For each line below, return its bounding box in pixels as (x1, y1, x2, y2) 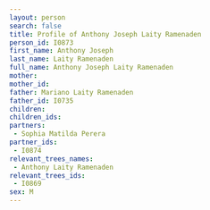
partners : (9, 122, 46, 130)
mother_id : (9, 80, 50, 88)
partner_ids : (9, 138, 58, 147)
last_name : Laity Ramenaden (9, 55, 114, 63)
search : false (9, 21, 63, 30)
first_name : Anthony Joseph (9, 46, 114, 55)
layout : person (9, 13, 66, 22)
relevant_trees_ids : (9, 171, 87, 180)
